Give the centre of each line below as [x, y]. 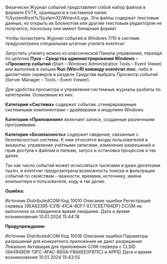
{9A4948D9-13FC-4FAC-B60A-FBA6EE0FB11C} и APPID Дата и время [79, 252]
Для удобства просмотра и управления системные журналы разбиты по [83, 89]
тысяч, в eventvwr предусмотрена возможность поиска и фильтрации [80, 170]
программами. [21, 125]
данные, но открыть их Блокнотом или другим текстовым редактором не [83, 23]
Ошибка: [15, 191]
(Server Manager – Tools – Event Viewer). [48, 80]
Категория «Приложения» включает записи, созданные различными [80, 119]
